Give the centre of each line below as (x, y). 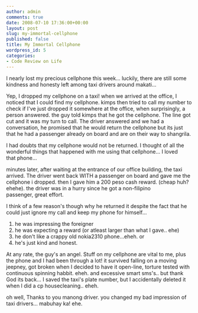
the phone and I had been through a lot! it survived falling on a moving (92, 260)
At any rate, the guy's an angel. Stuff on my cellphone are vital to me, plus (96, 254)
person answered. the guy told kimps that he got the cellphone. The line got (98, 115)
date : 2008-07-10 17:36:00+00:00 (47, 23)
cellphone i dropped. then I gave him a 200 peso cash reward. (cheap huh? (98, 182)
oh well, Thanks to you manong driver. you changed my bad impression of (96, 297)
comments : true (25, 17)
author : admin (24, 12)
